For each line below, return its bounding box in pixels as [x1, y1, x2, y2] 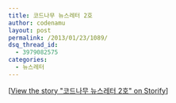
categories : [8, 56, 48, 64]
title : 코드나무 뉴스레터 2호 [8, 11, 94, 20]
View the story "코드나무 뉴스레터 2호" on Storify [10, 86, 166, 95]
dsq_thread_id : [8, 41, 59, 49]
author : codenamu [8, 19, 66, 27]
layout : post [8, 26, 52, 34]
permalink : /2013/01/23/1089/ [8, 33, 109, 42]
